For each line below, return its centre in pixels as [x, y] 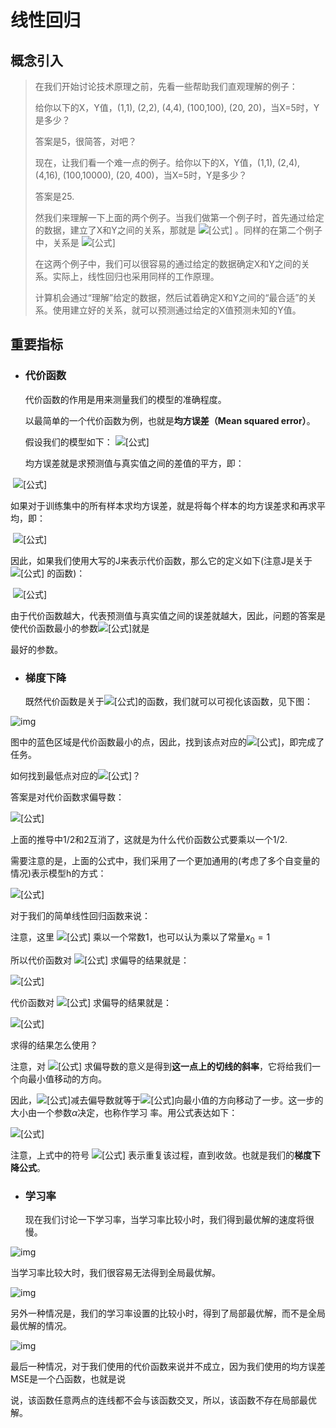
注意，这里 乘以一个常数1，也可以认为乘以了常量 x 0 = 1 [140, 938]
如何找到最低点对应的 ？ [76, 775]
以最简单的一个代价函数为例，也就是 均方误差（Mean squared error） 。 [170, 420]
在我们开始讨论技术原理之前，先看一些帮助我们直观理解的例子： [166, 86]
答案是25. [54, 196]
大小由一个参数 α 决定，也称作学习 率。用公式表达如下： [124, 1112]
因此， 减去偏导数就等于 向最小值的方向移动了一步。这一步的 [167, 1100]
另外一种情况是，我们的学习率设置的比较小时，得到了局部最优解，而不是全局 [168, 1313]
